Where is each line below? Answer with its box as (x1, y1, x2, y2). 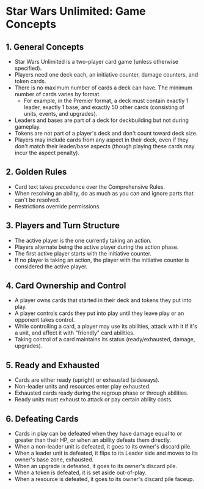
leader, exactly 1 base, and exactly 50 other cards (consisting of (23, 104, 184, 111)
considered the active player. (14, 262, 88, 270)
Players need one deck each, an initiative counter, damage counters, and (14, 71, 199, 78)
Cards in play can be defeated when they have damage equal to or (14, 430, 183, 438)
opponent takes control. (14, 316, 75, 324)
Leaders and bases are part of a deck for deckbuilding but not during (14, 116, 189, 124)
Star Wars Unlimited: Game (5, 4, 146, 18)
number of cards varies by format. (14, 91, 101, 97)
